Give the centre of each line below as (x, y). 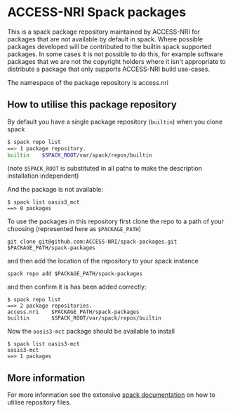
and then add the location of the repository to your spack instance (103, 261)
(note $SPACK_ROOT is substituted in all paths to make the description (105, 169)
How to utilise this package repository (92, 105)
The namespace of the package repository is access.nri (88, 82)
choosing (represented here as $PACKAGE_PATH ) (74, 229)
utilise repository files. (39, 402)
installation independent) (43, 176)
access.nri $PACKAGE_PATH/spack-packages (73, 312)
